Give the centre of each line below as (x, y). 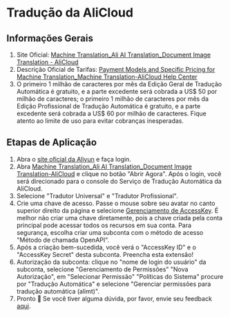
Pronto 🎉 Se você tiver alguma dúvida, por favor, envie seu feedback (114, 298)
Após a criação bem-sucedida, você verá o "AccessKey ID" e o (106, 247)
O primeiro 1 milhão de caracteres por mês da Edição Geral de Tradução (119, 84)
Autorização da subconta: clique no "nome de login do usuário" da (111, 262)
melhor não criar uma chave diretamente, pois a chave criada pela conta (119, 218)
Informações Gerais (50, 38)
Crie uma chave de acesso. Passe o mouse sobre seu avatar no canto (116, 203)
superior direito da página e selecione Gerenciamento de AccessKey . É (117, 210)
